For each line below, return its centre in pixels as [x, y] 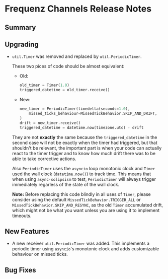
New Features [27, 231]
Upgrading [22, 44]
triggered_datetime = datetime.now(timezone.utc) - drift [81, 127]
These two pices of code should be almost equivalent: [68, 66]
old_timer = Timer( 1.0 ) [45, 85]
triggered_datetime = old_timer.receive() [65, 90]
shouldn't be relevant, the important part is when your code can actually [87, 148]
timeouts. [22, 216]
